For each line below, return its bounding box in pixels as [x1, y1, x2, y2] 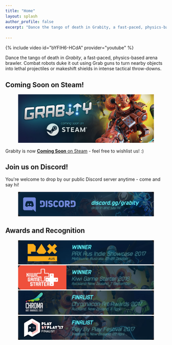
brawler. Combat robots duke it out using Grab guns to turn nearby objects [5, 60, 163, 66]
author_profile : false [5, 19, 54, 24]
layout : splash [5, 13, 38, 19]
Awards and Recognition [5, 226, 85, 235]
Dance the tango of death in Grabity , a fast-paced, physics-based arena [5, 54, 158, 61]
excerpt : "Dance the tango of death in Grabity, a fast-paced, [5, 25, 143, 30]
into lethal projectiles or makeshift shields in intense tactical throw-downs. [5, 66, 162, 72]
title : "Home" [5, 8, 36, 13]
